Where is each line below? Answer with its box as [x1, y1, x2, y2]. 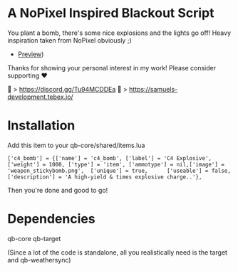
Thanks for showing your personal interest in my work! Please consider [7, 63, 217, 72]
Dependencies [7, 211, 95, 227]
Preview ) [17, 50, 44, 58]
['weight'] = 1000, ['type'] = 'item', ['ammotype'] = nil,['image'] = [7, 161, 224, 168]
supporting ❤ [7, 71, 48, 80]
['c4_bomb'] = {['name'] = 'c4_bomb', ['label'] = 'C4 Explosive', [7, 154, 212, 161]
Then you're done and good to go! [7, 186, 108, 194]
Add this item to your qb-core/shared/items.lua [7, 141, 145, 149]
